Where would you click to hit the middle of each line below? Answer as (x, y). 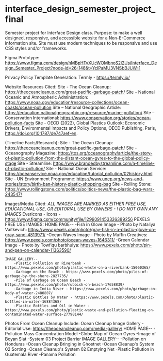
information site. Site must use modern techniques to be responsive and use (81, 43)
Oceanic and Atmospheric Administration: (47, 97)
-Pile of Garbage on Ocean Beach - (50, 280)
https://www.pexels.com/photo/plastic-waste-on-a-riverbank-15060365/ (78, 267)
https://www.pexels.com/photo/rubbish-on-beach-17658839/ (65, 284)
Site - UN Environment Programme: (40, 179)
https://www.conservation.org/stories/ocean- (106, 118)
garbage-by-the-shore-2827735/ (37, 276)
